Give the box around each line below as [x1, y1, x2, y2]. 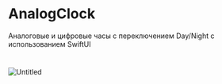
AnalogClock [8, 5, 96, 23]
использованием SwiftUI [8, 39, 91, 48]
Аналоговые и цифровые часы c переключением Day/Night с [8, 31, 215, 40]
